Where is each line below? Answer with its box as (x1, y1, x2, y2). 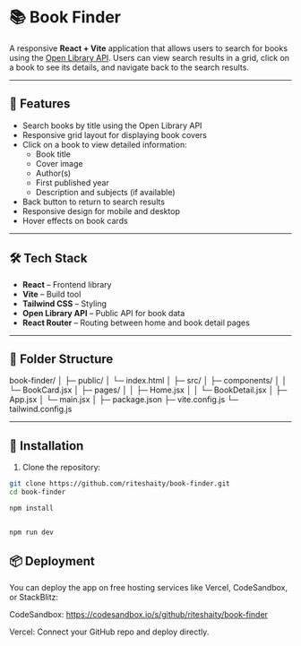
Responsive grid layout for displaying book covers (21, 129, 208, 140)
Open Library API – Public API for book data (21, 307, 185, 318)
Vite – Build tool (21, 289, 82, 299)
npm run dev (9, 528, 54, 537)
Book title (35, 149, 72, 159)
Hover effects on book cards (21, 215, 128, 226)
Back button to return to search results (21, 196, 166, 207)
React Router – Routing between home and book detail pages (21, 317, 251, 328)
